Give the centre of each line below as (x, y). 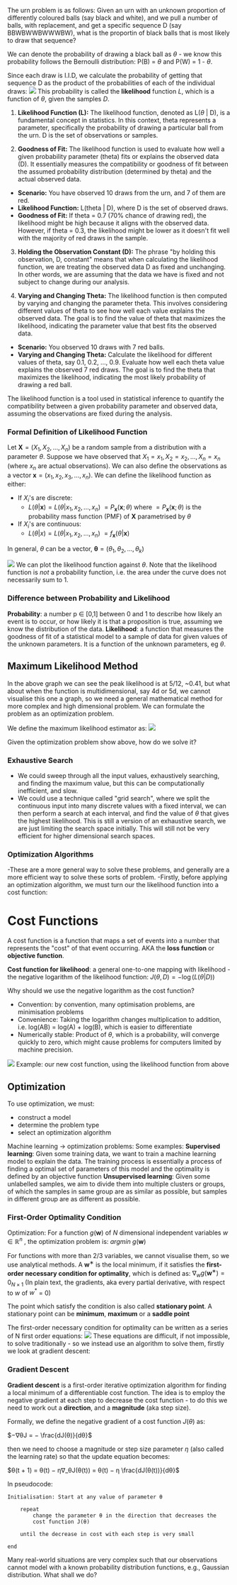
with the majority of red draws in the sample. (83, 238)
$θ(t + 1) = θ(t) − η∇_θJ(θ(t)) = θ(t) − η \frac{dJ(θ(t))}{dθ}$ (93, 1470)
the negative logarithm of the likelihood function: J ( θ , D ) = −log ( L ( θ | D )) (111, 977)
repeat (30, 1509)
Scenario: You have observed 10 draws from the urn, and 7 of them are (122, 193)
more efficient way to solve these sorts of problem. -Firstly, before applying (117, 877)
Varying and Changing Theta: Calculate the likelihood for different (115, 355)
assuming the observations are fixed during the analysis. (90, 413)
